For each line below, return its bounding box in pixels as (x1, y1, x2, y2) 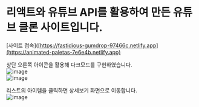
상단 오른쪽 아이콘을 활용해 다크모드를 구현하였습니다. (6, 61, 132, 68)
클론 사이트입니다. (18, 21, 103, 34)
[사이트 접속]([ (6, 42, 41, 49)
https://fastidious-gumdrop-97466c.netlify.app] (39, 42, 158, 49)
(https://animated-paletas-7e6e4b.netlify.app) (6, 48, 121, 56)
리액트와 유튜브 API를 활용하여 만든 (6, 5, 171, 19)
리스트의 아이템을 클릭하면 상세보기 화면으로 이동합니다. (6, 86, 137, 94)
